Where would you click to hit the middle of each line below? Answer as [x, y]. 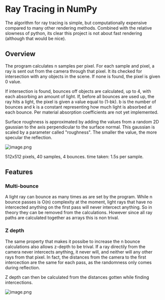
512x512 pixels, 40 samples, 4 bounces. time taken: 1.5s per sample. [74, 156]
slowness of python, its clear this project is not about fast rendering [74, 33]
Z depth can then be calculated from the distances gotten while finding [77, 277]
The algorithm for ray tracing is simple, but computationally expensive [76, 23]
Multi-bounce [22, 186]
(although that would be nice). [36, 38]
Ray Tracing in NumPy [51, 9]
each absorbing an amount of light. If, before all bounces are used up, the [80, 96]
